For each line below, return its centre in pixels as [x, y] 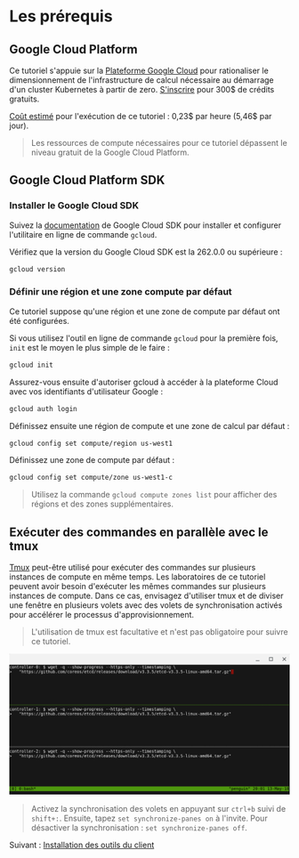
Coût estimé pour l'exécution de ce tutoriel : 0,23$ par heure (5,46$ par [141, 116]
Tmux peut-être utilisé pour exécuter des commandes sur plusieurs [133, 568]
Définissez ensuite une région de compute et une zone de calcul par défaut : [149, 425]
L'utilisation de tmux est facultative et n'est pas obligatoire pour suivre [159, 632]
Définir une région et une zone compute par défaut [121, 292]
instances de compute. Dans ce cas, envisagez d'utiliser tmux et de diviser [146, 596]
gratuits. [24, 99]
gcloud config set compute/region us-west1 [91, 443]
